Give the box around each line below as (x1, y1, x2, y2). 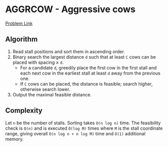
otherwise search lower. (20, 86, 70, 92)
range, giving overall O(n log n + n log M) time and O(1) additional (5, 130, 146, 136)
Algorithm (5, 35, 38, 44)
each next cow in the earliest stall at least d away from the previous (20, 70, 161, 76)
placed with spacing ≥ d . (12, 59, 64, 65)
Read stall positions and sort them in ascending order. (12, 48, 125, 54)
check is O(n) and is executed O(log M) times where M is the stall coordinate (5, 125, 163, 131)
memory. (5, 136, 24, 142)
